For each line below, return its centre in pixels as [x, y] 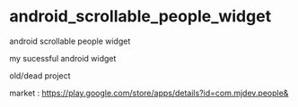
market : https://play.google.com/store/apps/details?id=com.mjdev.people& [149, 93]
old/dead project [40, 75]
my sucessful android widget [63, 58]
